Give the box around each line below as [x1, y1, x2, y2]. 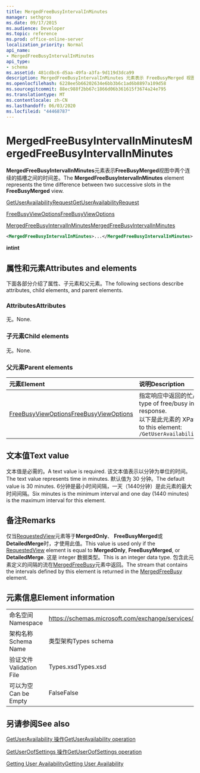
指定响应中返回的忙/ [139, 391, 195, 399]
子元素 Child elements [6, 332, 70, 340]
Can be [9, 690, 30, 698]
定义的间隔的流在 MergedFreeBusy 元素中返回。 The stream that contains [11, 561, 188, 568]
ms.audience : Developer [6, 25, 65, 32]
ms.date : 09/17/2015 [6, 20, 58, 26]
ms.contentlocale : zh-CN [6, 97, 68, 103]
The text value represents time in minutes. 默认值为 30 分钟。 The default [6, 475, 185, 482]
